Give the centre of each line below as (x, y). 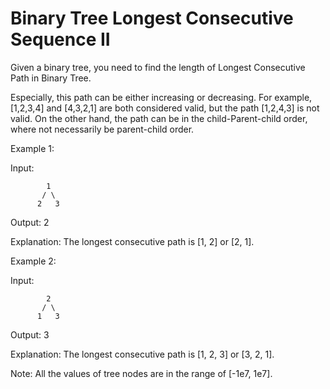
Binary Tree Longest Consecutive (152, 18)
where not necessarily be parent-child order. (102, 129)
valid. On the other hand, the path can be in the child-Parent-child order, (159, 118)
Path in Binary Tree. (51, 78)
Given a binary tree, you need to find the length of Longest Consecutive (158, 67)
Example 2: (33, 261)
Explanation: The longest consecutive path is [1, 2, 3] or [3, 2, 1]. (142, 354)
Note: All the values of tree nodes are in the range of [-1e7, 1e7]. (141, 373)
